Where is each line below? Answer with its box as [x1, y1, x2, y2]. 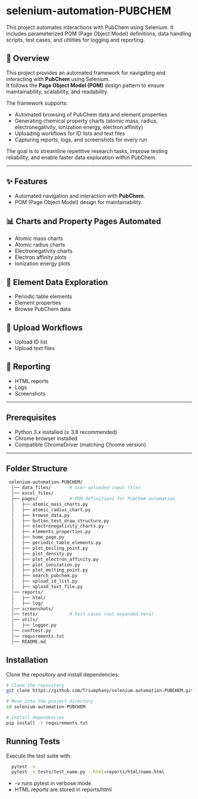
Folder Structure [6, 464, 68, 474]
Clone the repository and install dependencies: [6, 671, 120, 678]
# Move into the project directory [6, 698, 94, 704]
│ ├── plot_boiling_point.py [11, 545, 88, 551]
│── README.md [11, 639, 46, 645]
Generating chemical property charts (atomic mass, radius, [14, 117, 158, 124]
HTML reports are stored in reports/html [14, 786, 112, 793]
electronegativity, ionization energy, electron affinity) [14, 123, 143, 131]
